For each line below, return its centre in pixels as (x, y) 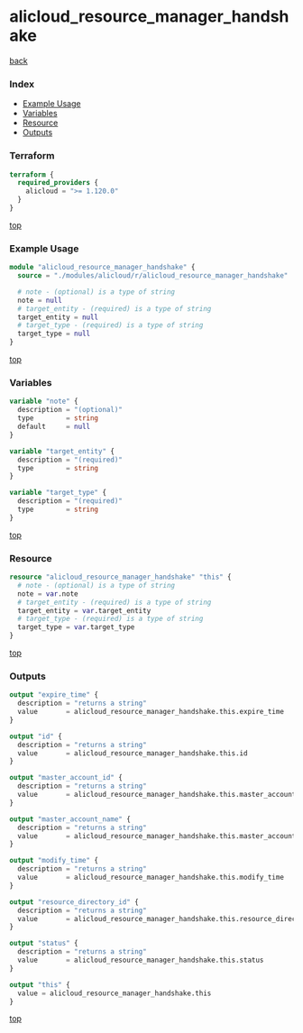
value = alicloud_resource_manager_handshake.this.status (141, 960)
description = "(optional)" (70, 410)
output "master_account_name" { (70, 819)
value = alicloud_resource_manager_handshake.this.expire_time (151, 712)
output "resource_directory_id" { (74, 902)
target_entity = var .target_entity (84, 610)
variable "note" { (44, 402)
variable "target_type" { (58, 493)
